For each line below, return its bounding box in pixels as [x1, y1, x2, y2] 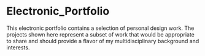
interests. [6, 44, 30, 51]
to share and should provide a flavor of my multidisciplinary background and [6, 37, 199, 44]
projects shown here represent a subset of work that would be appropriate [6, 30, 195, 38]
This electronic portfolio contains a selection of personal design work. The [6, 24, 195, 32]
